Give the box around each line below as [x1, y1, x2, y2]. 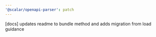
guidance [5, 26, 25, 32]
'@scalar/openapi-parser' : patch [5, 7, 74, 12]
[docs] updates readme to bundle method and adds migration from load [5, 21, 152, 27]
